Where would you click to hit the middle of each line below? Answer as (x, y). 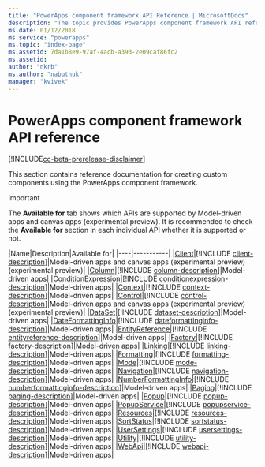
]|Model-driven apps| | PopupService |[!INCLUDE (123, 405)
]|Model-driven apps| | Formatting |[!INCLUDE (118, 354)
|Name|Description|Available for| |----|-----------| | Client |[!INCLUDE (119, 254)
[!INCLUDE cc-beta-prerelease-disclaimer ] (77, 159)
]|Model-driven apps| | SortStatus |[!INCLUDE (117, 421)
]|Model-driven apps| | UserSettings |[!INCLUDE (121, 430)
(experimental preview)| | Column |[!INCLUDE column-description (113, 271)
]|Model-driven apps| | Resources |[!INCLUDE (117, 413)
